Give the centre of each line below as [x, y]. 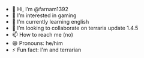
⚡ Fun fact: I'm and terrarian [46, 50]
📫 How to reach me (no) [43, 35]
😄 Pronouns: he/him [37, 43]
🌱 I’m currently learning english [50, 22]
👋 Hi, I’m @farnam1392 [40, 9]
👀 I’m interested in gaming [44, 15]
